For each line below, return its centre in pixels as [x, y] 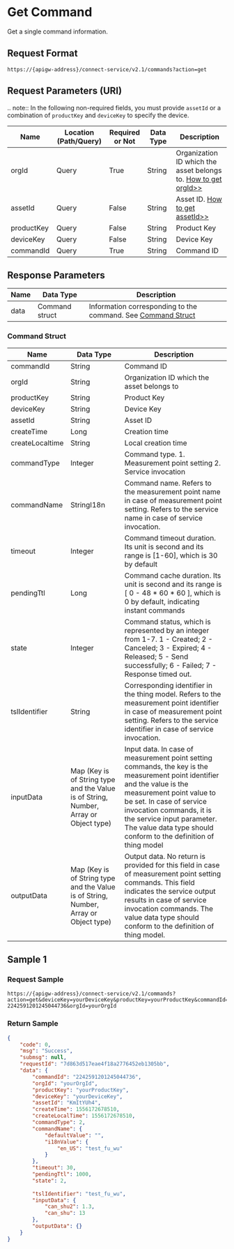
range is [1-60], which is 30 [171, 555]
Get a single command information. [57, 31]
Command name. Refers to [168, 483]
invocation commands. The [169, 908]
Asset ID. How [199, 199]
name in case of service [164, 518]
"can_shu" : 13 [65, 1213]
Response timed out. [158, 674]
